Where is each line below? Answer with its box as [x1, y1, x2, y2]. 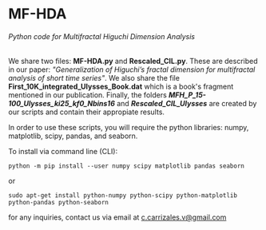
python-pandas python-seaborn [8, 199, 109, 207]
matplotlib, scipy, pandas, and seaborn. [8, 131, 138, 141]
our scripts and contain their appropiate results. [8, 107, 165, 117]
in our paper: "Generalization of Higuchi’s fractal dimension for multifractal [8, 65, 256, 74]
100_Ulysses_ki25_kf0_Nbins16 [8, 99, 116, 109]
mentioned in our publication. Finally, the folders [8, 90, 168, 100]
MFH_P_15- [169, 90, 206, 100]
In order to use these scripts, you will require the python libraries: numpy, [8, 123, 249, 133]
